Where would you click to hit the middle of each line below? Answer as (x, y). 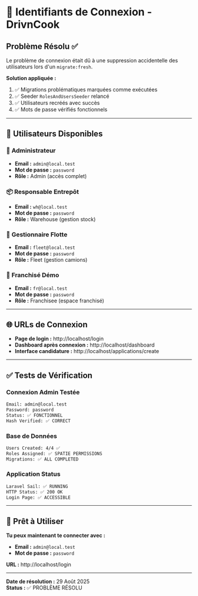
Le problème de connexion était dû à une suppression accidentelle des (92, 60)
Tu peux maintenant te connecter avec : (56, 535)
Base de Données (32, 436)
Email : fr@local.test (41, 288)
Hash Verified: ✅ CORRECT (38, 421)
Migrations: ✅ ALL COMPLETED (42, 459)
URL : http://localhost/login (39, 565)
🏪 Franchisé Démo (33, 275)
